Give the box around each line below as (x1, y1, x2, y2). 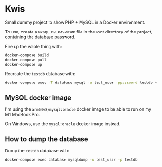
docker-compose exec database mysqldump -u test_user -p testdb (5, 157, 138, 162)
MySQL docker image (5, 93, 72, 101)
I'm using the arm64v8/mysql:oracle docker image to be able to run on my (5, 106, 152, 112)
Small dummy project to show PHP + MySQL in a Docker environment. (5, 19, 146, 25)
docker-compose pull (5, 57, 47, 62)
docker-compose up (5, 62, 42, 67)
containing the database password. (5, 34, 76, 40)
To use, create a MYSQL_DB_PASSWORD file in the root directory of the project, (5, 29, 153, 34)
